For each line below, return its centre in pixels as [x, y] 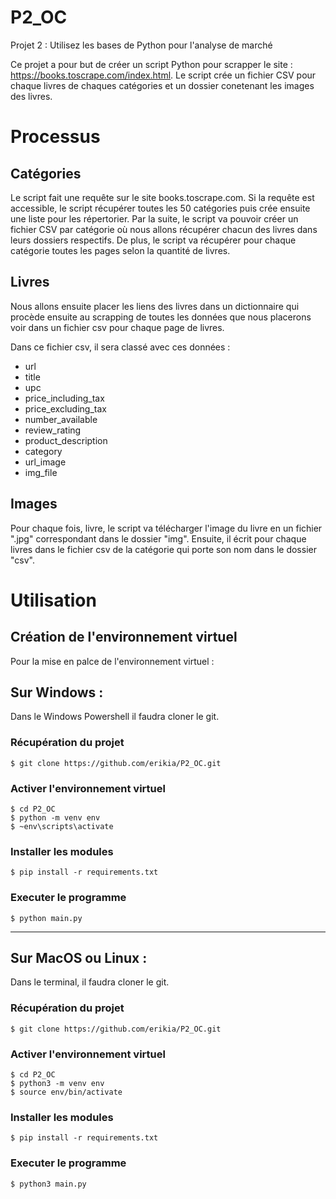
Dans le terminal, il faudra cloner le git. [90, 982]
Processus [55, 137]
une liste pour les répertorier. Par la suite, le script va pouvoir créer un [154, 218]
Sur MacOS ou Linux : [79, 957]
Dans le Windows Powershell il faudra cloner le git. [115, 717]
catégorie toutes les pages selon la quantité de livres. [120, 250]
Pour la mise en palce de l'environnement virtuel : [112, 661]
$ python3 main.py [48, 1184]
